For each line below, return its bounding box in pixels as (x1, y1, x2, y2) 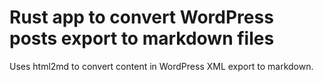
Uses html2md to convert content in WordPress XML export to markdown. (9, 60, 314, 72)
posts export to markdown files (9, 27, 275, 50)
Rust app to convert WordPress (9, 6, 274, 29)
